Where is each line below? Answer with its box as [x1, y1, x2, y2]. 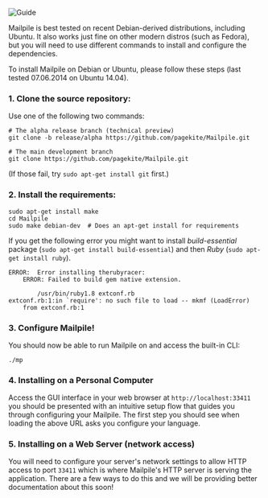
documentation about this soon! [8, 483, 114, 492]
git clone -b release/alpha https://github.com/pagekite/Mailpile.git [8, 134, 250, 142]
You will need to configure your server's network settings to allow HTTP [8, 457, 247, 467]
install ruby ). [23, 253, 71, 262]
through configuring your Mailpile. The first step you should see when [8, 410, 240, 420]
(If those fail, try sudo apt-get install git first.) [8, 169, 169, 179]
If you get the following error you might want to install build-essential [8, 236, 237, 245]
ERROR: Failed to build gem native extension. [23, 275, 182, 283]
